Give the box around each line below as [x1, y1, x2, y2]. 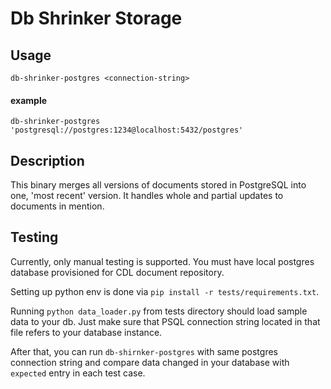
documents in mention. [10, 200, 105, 212]
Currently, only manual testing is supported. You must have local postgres [10, 255, 315, 267]
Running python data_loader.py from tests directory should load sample [10, 305, 308, 317]
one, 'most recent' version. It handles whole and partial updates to [10, 190, 284, 202]
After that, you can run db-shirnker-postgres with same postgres [10, 345, 278, 357]
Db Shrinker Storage [10, 7, 183, 30]
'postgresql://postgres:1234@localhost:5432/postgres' [10, 125, 244, 136]
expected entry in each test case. [10, 367, 146, 379]
